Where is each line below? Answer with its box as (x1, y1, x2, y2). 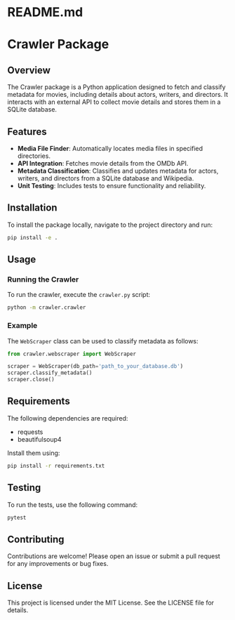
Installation (7, 202, 58, 214)
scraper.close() (7, 376, 55, 383)
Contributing (7, 533, 65, 545)
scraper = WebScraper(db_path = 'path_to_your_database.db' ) (7, 363, 184, 370)
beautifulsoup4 (17, 435, 62, 443)
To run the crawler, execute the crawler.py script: (7, 291, 151, 299)
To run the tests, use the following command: (7, 500, 138, 509)
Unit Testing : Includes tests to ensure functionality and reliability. (17, 182, 206, 190)
